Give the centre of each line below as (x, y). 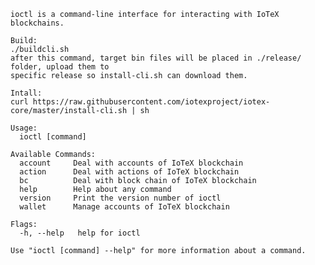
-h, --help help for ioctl (80, 233)
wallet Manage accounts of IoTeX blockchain (124, 207)
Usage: (24, 128)
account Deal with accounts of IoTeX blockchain (131, 163)
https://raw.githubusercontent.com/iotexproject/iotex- (151, 102)
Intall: (26, 93)
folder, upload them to (60, 67)
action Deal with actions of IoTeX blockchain (129, 172)
